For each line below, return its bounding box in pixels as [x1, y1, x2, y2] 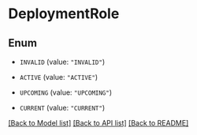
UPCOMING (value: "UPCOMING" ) [19, 88, 113, 97]
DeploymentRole [8, 5, 120, 23]
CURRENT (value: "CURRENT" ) [19, 103, 105, 112]
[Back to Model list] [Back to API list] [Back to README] [8, 118, 189, 127]
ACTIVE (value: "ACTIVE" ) [19, 73, 98, 81]
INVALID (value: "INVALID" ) [19, 57, 105, 66]
